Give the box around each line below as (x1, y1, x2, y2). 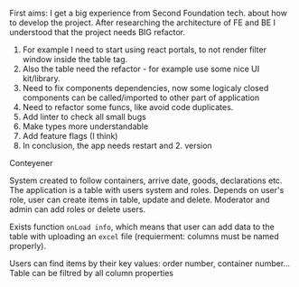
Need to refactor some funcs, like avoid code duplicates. (22, 102, 234, 112)
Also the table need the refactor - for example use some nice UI (22, 63, 260, 74)
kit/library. (22, 73, 61, 84)
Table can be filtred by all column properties (9, 268, 174, 278)
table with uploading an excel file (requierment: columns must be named (9, 231, 280, 242)
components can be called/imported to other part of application (22, 92, 260, 103)
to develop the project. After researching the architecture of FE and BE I (9, 17, 276, 28)
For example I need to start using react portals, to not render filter (22, 44, 266, 55)
